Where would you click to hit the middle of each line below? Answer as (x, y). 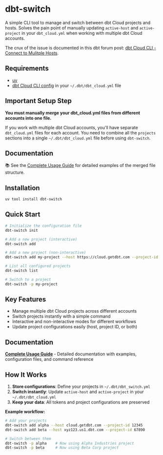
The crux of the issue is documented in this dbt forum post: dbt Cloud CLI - (81, 48)
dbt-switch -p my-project (31, 284)
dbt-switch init (21, 230)
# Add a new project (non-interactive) (46, 253)
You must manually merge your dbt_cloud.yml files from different (73, 113)
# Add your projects (26, 421)
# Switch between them (28, 439)
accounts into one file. (28, 118)
